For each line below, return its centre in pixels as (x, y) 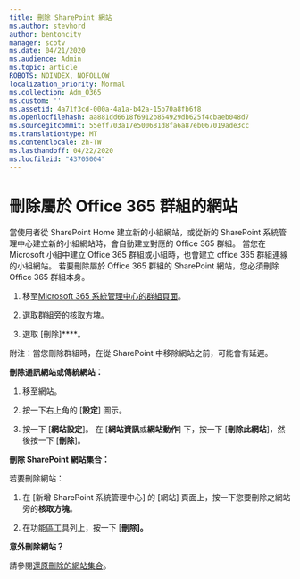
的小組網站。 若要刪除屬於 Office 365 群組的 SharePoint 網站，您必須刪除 (144, 266)
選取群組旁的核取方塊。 (65, 315)
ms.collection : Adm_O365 (55, 92)
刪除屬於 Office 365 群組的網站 (124, 206)
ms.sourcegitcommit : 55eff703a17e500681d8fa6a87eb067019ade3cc (129, 126)
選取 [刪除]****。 (54, 334)
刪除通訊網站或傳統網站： (56, 372)
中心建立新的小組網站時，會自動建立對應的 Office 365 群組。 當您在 (141, 243)
